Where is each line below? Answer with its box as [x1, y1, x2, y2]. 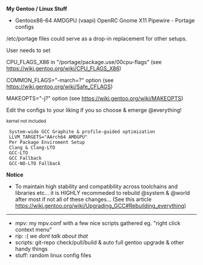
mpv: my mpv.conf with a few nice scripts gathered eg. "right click [14, 220, 181, 226]
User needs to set [6, 47, 51, 54]
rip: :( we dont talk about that [14, 232, 88, 240]
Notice [6, 171, 24, 178]
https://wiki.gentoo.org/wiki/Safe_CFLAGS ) [6, 83, 113, 90]
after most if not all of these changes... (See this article [14, 196, 152, 203]
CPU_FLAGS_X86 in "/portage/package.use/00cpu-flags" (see [6, 59, 162, 65]
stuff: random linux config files [14, 252, 92, 259]
